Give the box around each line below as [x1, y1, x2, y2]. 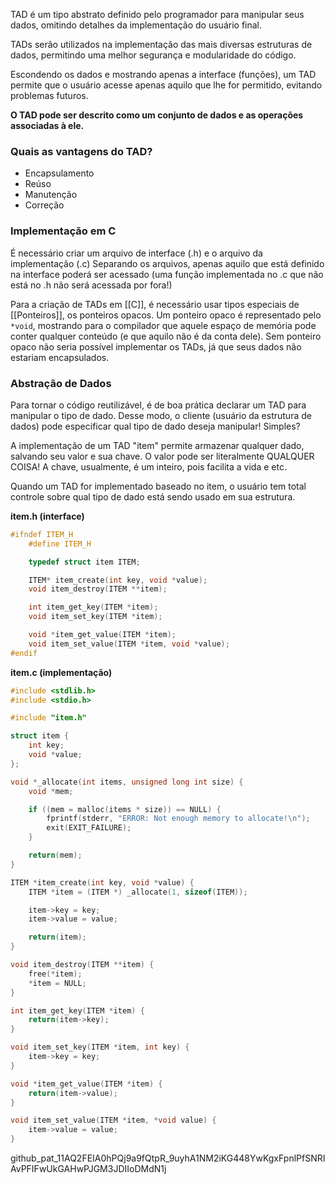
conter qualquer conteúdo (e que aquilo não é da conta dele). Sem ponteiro [10, 330, 322, 342]
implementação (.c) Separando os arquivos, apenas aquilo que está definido [10, 257, 325, 269]
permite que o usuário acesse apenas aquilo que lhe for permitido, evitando [10, 79, 323, 91]
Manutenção [24, 189, 78, 201]
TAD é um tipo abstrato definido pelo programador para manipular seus [10, 9, 305, 20]
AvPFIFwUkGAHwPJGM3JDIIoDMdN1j [10, 1163, 167, 1175]
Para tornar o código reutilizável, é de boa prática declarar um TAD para [10, 399, 307, 411]
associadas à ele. [10, 120, 85, 131]
